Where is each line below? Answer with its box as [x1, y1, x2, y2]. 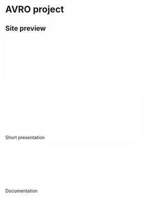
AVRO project [5, 4, 64, 15]
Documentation [5, 188, 38, 194]
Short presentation [5, 135, 45, 140]
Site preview [5, 24, 46, 33]
